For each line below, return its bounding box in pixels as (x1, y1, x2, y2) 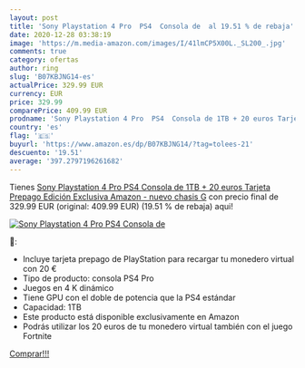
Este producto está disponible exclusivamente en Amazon (22, 311, 240, 322)
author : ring (9, 64, 59, 73)
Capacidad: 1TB (22, 301, 82, 313)
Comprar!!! (9, 348, 50, 359)
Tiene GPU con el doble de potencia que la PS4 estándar (22, 292, 236, 303)
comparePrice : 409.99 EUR (9, 106, 107, 115)
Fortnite (22, 330, 53, 341)
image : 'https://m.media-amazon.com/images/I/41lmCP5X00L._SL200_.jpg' (9, 38, 286, 48)
